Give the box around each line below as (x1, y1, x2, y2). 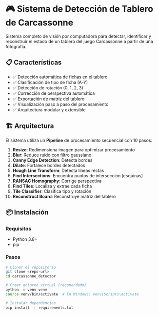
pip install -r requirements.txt (5, 305, 74, 310)
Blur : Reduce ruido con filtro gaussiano (12, 152, 92, 158)
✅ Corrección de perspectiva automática (12, 90, 95, 96)
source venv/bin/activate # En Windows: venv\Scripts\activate (5, 292, 139, 296)
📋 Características (5, 59, 62, 67)
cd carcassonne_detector (5, 274, 56, 279)
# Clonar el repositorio (5, 265, 56, 270)
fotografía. (5, 43, 27, 49)
